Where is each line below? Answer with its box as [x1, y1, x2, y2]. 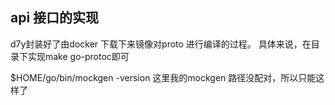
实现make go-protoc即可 [27, 50, 130, 62]
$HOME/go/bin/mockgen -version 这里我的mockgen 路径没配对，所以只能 [10, 71, 317, 83]
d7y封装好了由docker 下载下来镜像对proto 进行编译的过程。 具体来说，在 [10, 38, 312, 50]
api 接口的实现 [10, 9, 100, 27]
